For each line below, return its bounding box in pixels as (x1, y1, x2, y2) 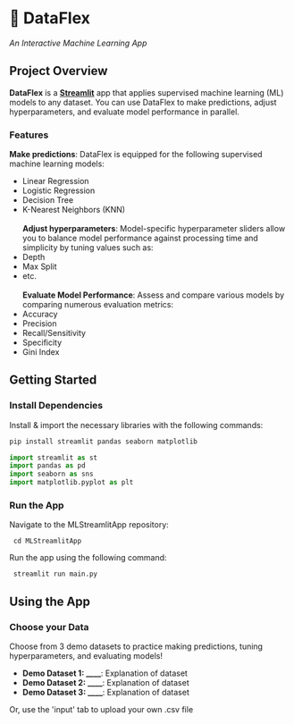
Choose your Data (9, 620, 89, 633)
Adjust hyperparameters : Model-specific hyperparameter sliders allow (21, 223, 286, 234)
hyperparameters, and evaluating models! (9, 651, 164, 661)
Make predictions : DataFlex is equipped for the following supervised (9, 149, 263, 160)
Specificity (21, 337, 63, 348)
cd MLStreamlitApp (13, 536, 82, 546)
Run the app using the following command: (9, 552, 167, 563)
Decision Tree (21, 195, 74, 206)
